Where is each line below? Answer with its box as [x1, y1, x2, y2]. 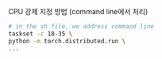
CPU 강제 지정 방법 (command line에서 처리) [8, 7, 148, 16]
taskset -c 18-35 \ [8, 30, 73, 38]
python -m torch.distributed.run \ [8, 37, 126, 45]
